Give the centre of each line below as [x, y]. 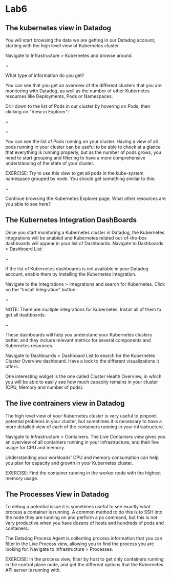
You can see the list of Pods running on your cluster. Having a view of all [82, 141]
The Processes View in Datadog [57, 495]
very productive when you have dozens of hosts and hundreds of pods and [85, 523]
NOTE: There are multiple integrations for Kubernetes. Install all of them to [83, 309]
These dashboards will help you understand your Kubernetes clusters [79, 334]
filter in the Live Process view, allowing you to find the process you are [80, 544]
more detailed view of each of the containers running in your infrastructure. [85, 427]
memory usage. [22, 478]
